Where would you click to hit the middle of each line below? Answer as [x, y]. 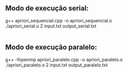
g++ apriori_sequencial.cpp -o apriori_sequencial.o [59, 20]
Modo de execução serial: [47, 8]
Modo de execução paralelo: [51, 47]
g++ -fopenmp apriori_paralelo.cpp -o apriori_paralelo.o [64, 59]
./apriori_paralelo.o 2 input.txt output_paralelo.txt [57, 65]
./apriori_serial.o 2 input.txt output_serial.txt [51, 26]
